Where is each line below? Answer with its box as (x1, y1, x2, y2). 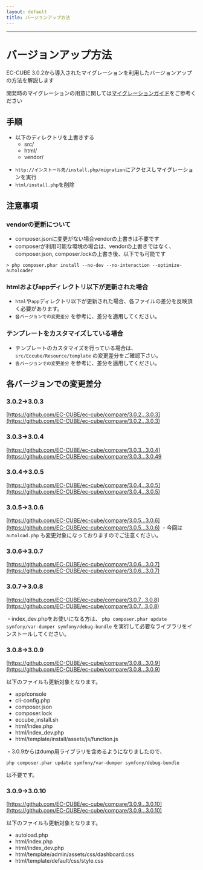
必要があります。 (20, 305, 63, 312)
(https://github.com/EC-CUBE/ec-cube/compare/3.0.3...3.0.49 (6, 453, 162, 460)
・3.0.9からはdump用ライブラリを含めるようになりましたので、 (6, 748, 166, 755)
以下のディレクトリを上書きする (14, 134, 95, 141)
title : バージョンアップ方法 (6, 15, 71, 21)
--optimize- (152, 262, 182, 268)
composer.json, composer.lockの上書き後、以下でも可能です (14, 250, 166, 257)
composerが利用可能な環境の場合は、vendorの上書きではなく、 (14, 243, 175, 250)
